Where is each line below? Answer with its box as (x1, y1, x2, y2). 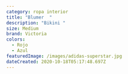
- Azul (11, 48, 28, 54)
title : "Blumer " (6, 14, 52, 20)
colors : (6, 36, 26, 42)
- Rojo (11, 42, 28, 48)
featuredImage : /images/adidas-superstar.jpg (6, 53, 122, 59)
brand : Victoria (6, 31, 47, 37)
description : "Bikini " (6, 20, 66, 26)
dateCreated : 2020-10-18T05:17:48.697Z (6, 58, 106, 64)
